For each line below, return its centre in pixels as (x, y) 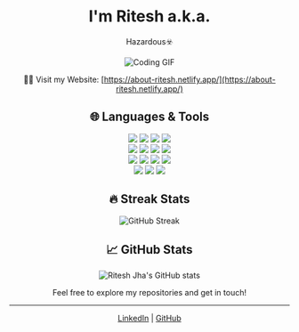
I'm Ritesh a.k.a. (149, 16)
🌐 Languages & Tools (149, 117)
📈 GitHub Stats (149, 250)
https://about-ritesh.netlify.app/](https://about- (190, 79)
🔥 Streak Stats (149, 199)
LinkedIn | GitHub (149, 319)
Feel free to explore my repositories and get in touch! (149, 293)
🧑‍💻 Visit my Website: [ (64, 79)
